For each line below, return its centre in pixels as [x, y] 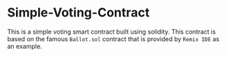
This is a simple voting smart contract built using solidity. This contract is [112, 32]
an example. [25, 46]
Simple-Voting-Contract [79, 13]
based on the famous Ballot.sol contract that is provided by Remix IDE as [113, 38]
